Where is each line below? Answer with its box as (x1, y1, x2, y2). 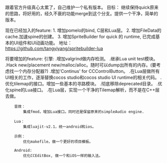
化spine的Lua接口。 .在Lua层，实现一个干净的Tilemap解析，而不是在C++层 (5, 87, 160, 93)
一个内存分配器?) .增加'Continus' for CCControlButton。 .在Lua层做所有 (13, 68, 160, 74)
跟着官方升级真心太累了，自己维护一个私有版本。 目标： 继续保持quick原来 (5, 4, 159, 10)
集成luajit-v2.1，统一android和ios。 (23, 124, 96, 129)
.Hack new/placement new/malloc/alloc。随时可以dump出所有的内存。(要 (5, 62, 157, 68)
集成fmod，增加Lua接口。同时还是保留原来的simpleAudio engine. (23, 109, 145, 114)
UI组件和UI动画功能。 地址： (13, 40, 72, 46)
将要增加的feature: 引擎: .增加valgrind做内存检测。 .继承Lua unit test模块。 (5, 56, 158, 61)
